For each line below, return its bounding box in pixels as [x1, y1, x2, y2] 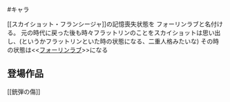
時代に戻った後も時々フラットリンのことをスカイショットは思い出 [32, 29, 221, 37]
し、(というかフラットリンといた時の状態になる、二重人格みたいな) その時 [7, 37, 220, 45]
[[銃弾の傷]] [7, 88, 41, 96]
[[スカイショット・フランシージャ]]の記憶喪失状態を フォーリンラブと [7, 20, 205, 28]
